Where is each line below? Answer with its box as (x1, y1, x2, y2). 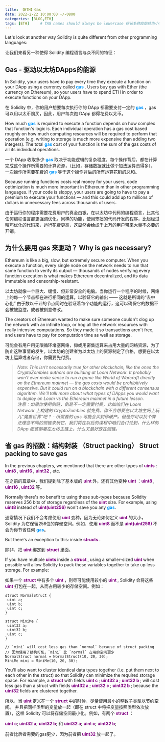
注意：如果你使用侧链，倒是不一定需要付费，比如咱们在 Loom (17, 401, 141, 407)
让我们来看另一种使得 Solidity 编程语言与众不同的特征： (5, 50, 117, 55)
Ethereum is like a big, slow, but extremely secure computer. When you (5, 257, 148, 263)
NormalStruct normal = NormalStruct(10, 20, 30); (5, 654, 109, 659)
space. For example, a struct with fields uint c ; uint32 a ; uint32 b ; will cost (5, 677, 159, 683)
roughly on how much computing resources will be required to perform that (5, 131, 157, 137)
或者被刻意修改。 (30, 306, 65, 312)
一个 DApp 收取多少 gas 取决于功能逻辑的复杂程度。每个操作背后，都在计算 (5, 157, 158, 162)
